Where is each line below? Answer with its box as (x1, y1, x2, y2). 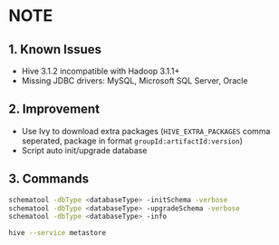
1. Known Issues (8, 42, 101, 57)
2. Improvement (8, 102, 101, 117)
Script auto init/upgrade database (21, 144, 148, 155)
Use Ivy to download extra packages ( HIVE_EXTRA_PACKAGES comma (21, 125, 271, 136)
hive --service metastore (8, 229, 106, 238)
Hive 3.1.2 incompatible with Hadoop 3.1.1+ (21, 65, 180, 76)
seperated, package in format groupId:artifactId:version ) (21, 135, 244, 146)
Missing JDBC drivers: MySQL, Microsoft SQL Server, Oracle (21, 75, 248, 86)
